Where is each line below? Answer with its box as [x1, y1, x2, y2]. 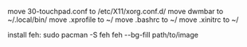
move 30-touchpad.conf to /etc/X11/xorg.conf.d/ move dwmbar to [7, 7, 224, 16]
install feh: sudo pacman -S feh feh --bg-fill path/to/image [7, 31, 198, 39]
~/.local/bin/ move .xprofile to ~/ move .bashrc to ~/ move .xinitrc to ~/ [7, 15, 239, 24]
